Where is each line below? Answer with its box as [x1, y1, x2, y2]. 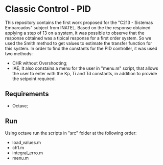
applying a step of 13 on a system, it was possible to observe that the [5, 30, 144, 36]
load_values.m [12, 139, 41, 145]
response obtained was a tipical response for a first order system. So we [5, 35, 152, 41]
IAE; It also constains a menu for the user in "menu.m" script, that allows [12, 65, 158, 71]
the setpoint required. [12, 76, 56, 82]
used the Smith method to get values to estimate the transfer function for [5, 40, 152, 46]
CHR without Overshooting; [12, 60, 68, 66]
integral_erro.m [12, 150, 43, 156]
